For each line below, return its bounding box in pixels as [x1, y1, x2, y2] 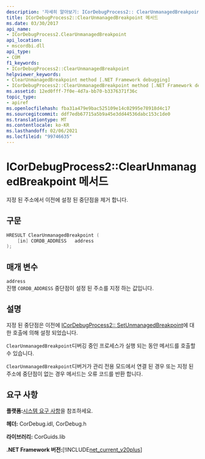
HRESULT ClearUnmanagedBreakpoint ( [6, 232, 99, 238]
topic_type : [6, 94, 37, 100]
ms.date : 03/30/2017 [6, 20, 59, 26]
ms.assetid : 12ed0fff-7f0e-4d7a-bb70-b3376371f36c [6, 88, 138, 94]
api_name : [6, 26, 32, 32]
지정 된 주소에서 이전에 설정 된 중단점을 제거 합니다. [6, 196, 128, 203]
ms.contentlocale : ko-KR [6, 123, 70, 129]
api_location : [6, 37, 43, 43]
